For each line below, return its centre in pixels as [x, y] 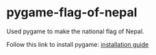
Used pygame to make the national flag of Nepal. [75, 31]
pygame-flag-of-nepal [72, 13]
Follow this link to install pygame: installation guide [78, 44]
